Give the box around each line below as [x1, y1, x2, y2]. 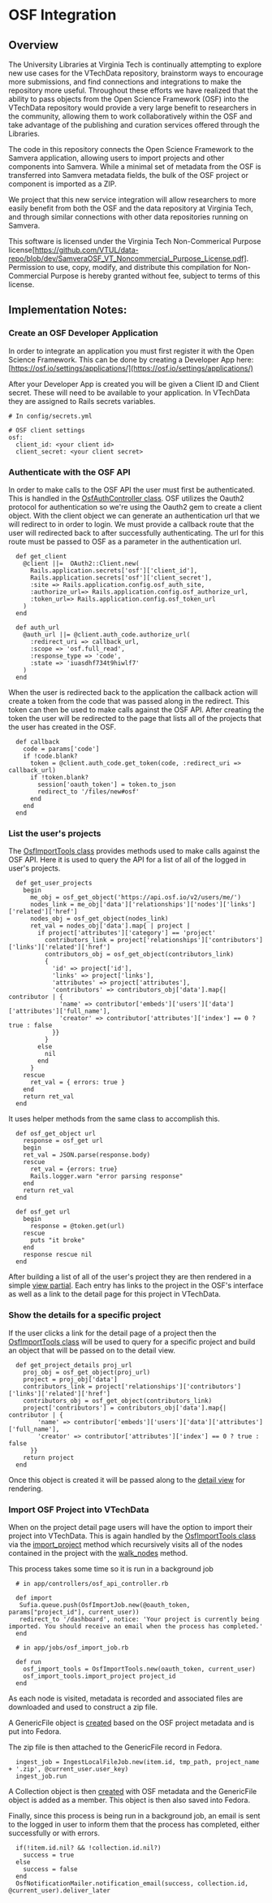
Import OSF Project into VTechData [8, 1504, 149, 1515]
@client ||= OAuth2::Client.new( [23, 559, 140, 567]
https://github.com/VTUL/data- [34, 245, 140, 254]
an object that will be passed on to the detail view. [8, 1345, 176, 1355]
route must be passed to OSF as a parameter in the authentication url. [8, 537, 242, 546]
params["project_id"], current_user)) [8, 1608, 140, 1616]
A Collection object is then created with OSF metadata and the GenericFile [8, 1786, 257, 1796]
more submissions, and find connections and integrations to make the [8, 77, 242, 86]
